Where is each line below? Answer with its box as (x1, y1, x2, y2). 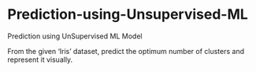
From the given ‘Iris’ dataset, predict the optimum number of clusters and (7, 46, 245, 56)
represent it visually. (7, 55, 73, 64)
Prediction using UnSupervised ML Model (7, 31, 143, 41)
